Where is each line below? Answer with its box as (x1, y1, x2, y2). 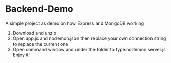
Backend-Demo (5, 3, 73, 15)
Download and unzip (12, 30, 56, 36)
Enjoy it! (12, 52, 30, 58)
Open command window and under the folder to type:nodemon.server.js (12, 46, 166, 52)
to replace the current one (12, 40, 68, 47)
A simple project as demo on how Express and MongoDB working (5, 20, 144, 26)
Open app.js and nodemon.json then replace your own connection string (12, 35, 166, 41)
